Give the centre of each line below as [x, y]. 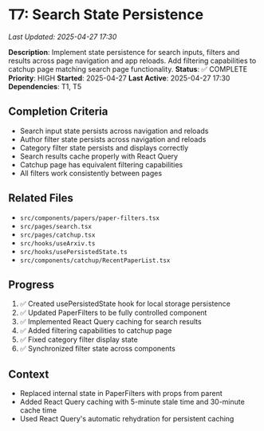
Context [29, 374]
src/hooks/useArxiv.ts [57, 243]
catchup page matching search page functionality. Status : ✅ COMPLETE [128, 69]
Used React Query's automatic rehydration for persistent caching [127, 419]
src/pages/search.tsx [55, 226]
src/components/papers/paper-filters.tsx [89, 218]
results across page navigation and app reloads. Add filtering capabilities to [132, 61]
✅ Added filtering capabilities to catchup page [96, 331]
